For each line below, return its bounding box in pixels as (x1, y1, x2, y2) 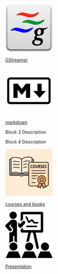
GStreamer (5, 57, 28, 63)
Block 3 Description (5, 129, 46, 135)
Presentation (5, 263, 32, 269)
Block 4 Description (5, 139, 46, 145)
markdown (5, 119, 28, 125)
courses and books (5, 201, 45, 207)
